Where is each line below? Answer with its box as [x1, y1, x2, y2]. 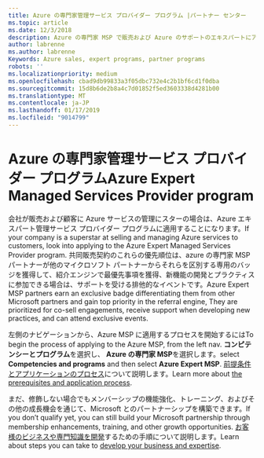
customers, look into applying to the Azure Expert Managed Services [8, 240, 231, 250]
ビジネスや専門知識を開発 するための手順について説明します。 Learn [21, 431, 240, 441]
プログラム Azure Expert [38, 170, 195, 188]
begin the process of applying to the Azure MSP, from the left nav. [8, 339, 222, 349]
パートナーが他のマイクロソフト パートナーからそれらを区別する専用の [8, 260, 237, 269]
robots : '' [8, 63, 44, 71]
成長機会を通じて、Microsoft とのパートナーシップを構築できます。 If [28, 404, 251, 413]
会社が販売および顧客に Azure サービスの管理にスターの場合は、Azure [8, 214, 236, 223]
